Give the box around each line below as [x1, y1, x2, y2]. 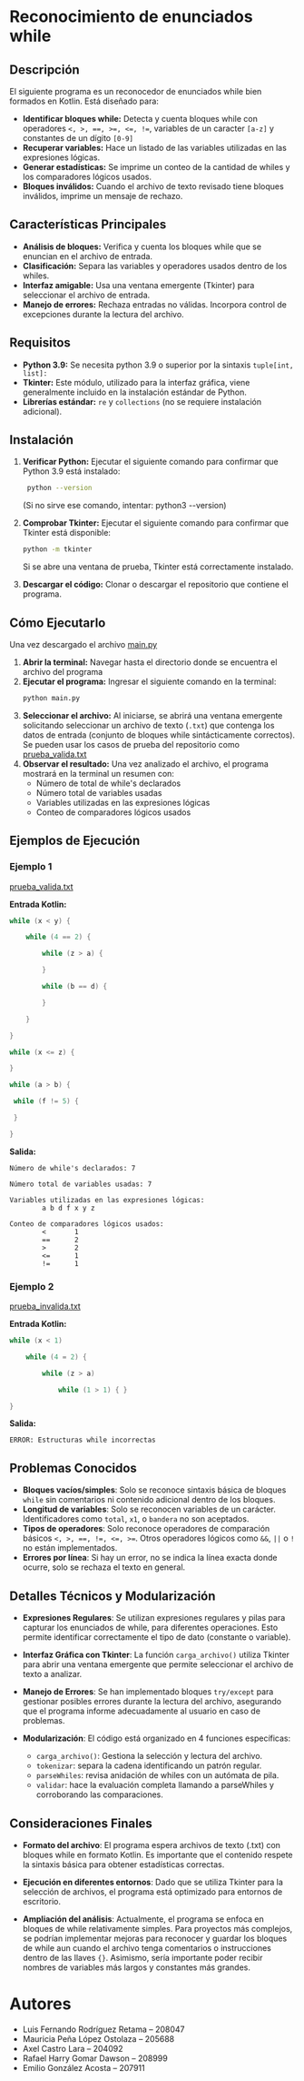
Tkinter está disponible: [22, 528, 112, 538]
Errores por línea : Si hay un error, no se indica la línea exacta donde [22, 1553, 278, 1563]
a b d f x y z [42, 1203, 95, 1212]
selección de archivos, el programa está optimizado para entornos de [22, 1885, 283, 1897]
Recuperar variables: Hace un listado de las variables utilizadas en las [22, 143, 288, 153]
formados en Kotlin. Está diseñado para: [9, 96, 159, 106]
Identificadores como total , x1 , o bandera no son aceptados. [22, 1513, 250, 1524]
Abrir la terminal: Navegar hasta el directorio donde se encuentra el [22, 657, 278, 668]
